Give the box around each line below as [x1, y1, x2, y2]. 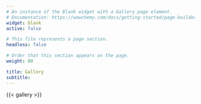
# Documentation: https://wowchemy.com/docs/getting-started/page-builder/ [6, 14, 199, 20]
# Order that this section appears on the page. [6, 53, 130, 59]
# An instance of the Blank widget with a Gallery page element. [6, 8, 172, 15]
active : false [6, 25, 42, 32]
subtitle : [6, 74, 31, 81]
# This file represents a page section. [6, 36, 109, 42]
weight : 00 [6, 58, 33, 64]
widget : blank [6, 20, 42, 26]
